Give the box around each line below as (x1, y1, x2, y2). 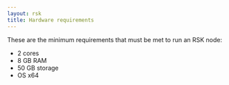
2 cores (17, 49, 39, 57)
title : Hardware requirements (7, 17, 95, 23)
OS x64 (17, 70, 39, 79)
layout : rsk (7, 10, 42, 17)
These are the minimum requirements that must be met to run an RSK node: (7, 35, 223, 44)
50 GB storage (17, 64, 59, 72)
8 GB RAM (17, 56, 47, 64)
